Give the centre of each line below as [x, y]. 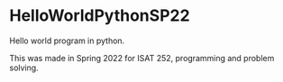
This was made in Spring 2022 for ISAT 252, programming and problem [142, 58]
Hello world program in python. [67, 41]
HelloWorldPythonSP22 [100, 16]
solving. [24, 68]
